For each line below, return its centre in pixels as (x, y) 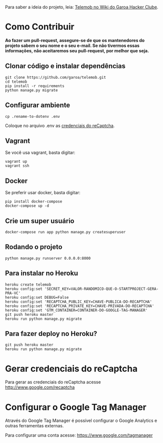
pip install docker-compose (34, 202)
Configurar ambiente (37, 105)
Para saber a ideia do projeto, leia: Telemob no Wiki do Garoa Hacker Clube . (82, 7)
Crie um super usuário (40, 221)
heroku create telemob (28, 285)
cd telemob (16, 82)
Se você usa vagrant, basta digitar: (40, 153)
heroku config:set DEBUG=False (37, 297)
